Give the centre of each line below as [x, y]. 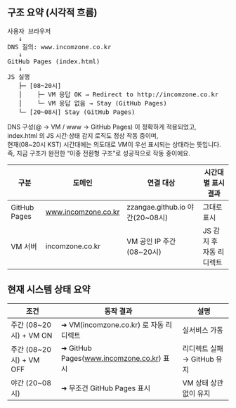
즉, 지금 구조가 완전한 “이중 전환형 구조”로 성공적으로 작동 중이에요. [99, 153]
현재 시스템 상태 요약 [49, 289]
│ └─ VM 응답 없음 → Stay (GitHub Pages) [93, 103]
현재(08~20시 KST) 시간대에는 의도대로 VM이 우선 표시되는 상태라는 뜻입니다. [114, 144]
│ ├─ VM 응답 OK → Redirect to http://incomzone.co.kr [119, 94]
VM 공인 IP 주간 [151, 241]
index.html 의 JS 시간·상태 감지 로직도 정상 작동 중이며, [83, 135]
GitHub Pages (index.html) [54, 61]
